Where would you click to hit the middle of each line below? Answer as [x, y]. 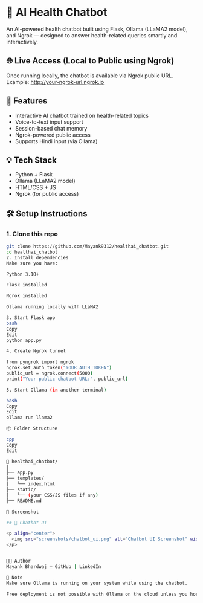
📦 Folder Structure [32, 428]
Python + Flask [34, 175]
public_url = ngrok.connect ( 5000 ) [50, 373]
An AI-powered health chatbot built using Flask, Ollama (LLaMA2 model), [97, 29]
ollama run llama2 [29, 418]
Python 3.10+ [23, 274]
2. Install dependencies [37, 257]
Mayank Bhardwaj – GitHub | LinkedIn [54, 566]
